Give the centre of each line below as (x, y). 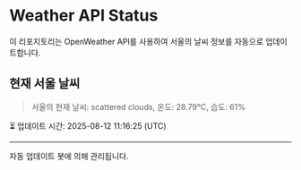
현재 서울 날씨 (45, 84)
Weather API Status (84, 16)
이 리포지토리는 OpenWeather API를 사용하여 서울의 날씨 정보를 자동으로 (137, 41)
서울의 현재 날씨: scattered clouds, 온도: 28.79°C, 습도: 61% (138, 106)
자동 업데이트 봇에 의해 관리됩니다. (69, 156)
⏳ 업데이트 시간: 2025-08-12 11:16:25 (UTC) (88, 125)
